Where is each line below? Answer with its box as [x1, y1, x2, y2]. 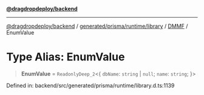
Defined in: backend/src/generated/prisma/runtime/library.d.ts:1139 [6, 82, 175, 89]
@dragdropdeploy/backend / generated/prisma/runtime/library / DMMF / [6, 22, 188, 30]
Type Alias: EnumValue [6, 50, 125, 64]
